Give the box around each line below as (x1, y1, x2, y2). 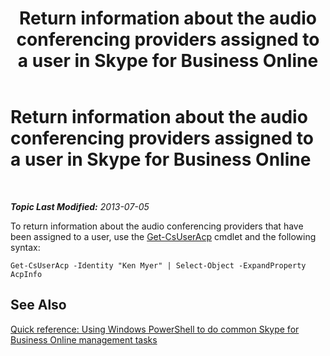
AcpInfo (10, 269, 43, 279)
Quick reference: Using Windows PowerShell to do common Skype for (10, 323, 300, 335)
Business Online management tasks (10, 333, 158, 346)
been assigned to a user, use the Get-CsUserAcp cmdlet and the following (10, 230, 317, 242)
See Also (10, 297, 67, 314)
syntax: (10, 241, 41, 253)
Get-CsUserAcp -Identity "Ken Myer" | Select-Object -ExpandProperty (10, 260, 307, 271)
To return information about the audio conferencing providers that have (10, 220, 304, 232)
